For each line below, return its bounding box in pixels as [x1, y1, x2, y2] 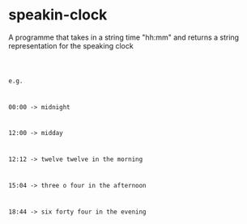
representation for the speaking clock [8, 40, 134, 50]
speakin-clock [8, 6, 108, 24]
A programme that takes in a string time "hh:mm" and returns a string [8, 32, 240, 42]
